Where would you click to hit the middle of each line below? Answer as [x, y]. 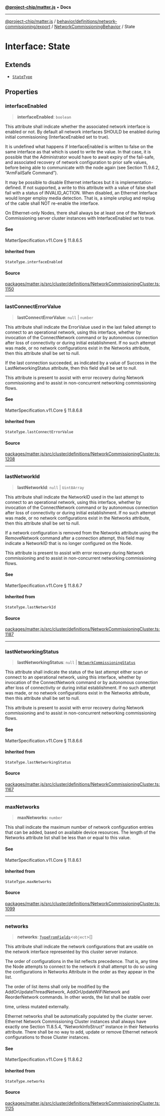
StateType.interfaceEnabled [34, 262]
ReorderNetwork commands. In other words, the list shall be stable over [78, 997]
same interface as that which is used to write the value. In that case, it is [78, 152]
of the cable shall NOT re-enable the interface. [52, 203]
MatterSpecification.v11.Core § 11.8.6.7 [44, 585]
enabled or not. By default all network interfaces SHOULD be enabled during [82, 132]
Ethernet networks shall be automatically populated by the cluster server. [79, 1016]
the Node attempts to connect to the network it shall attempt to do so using [81, 966]
